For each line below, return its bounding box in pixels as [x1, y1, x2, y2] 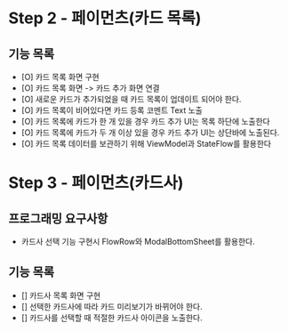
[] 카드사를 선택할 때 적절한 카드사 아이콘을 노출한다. [20, 312, 203, 323]
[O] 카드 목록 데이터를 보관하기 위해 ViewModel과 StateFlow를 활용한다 [20, 139, 272, 149]
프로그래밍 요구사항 [8, 211, 108, 226]
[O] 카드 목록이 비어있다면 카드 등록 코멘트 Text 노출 [20, 105, 204, 116]
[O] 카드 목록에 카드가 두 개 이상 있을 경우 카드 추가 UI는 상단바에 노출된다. [20, 127, 280, 138]
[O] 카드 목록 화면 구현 [20, 72, 100, 82]
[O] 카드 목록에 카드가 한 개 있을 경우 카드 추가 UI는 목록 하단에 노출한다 [20, 117, 270, 126]
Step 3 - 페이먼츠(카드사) [8, 173, 184, 193]
